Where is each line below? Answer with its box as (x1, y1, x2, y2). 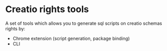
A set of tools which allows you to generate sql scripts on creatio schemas (5, 20, 162, 26)
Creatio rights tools (5, 4, 89, 15)
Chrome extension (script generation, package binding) (12, 35, 130, 41)
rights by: (5, 25, 26, 31)
